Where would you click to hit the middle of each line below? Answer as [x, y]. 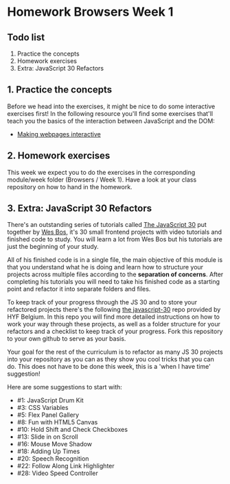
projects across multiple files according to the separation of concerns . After [115, 274]
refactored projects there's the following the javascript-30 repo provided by [114, 310]
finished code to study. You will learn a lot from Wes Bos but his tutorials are [115, 239]
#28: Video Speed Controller [57, 473]
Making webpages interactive [59, 134]
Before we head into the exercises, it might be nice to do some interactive [111, 106]
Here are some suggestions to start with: [65, 387]
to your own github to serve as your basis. [67, 339]
